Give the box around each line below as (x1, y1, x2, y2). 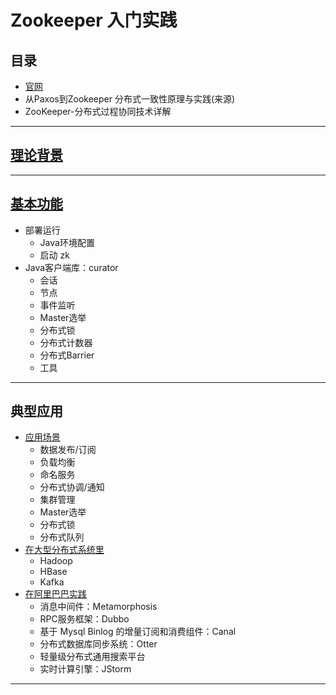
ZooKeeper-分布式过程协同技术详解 (24, 106, 172, 117)
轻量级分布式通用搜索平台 (39, 651, 146, 663)
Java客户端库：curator (24, 261, 119, 273)
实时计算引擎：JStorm (39, 663, 132, 675)
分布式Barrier (39, 349, 95, 361)
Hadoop (39, 555, 73, 567)
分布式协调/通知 (39, 481, 105, 493)
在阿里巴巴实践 (24, 588, 87, 600)
